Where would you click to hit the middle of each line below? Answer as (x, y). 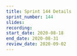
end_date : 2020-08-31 (32, 38)
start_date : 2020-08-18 (35, 33)
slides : (15, 22)
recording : (19, 28)
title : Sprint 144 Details (39, 11)
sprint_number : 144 (30, 17)
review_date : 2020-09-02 (36, 44)
